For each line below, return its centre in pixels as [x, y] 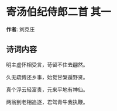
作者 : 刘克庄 [20, 29]
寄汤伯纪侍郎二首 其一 [58, 12]
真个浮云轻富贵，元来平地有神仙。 [47, 89]
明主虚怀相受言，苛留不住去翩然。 [47, 64]
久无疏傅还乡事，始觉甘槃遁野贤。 [47, 77]
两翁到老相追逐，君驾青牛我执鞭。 [47, 102]
